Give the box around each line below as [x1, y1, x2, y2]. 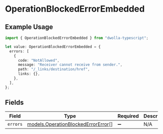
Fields [5, 99, 24, 107]
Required [117, 113, 139, 119]
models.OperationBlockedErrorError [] [27, 121, 113, 128]
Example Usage [5, 23, 53, 31]
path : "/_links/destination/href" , [17, 67, 90, 72]
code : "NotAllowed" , [17, 58, 60, 63]
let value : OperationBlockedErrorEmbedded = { [5, 44, 101, 49]
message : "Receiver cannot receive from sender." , [17, 62, 123, 67]
